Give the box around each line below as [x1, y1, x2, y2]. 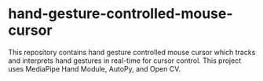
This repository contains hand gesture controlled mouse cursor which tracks [8, 47, 256, 57]
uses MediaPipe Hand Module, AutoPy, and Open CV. [8, 64, 181, 73]
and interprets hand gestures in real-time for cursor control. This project [8, 56, 242, 65]
